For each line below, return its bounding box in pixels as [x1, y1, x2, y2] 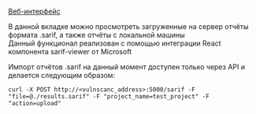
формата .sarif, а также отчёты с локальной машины [8, 31, 185, 39]
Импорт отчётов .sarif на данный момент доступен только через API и [8, 62, 246, 72]
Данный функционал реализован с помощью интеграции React [8, 39, 222, 48]
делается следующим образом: [8, 71, 116, 79]
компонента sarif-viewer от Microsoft [8, 47, 132, 56]
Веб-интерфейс [8, 7, 61, 16]
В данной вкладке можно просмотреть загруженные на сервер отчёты [8, 22, 249, 31]
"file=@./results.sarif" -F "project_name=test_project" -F [8, 93, 210, 101]
